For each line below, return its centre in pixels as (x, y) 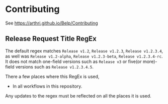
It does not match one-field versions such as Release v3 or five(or (73, 61)
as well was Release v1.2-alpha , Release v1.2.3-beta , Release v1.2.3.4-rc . (84, 56)
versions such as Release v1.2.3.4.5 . (55, 66)
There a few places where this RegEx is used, (52, 76)
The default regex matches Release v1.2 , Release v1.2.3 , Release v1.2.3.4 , (84, 50)
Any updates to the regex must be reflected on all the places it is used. (78, 95)
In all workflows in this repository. (47, 86)
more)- (150, 61)
